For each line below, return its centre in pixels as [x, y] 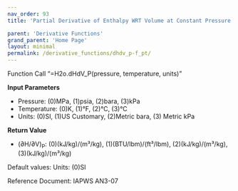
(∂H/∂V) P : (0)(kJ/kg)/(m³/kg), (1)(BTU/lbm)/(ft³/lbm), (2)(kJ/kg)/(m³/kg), [123, 145]
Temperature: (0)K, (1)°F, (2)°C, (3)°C [72, 109]
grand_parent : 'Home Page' [47, 40]
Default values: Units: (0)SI [47, 167]
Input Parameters [34, 87]
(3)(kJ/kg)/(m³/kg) [45, 153]
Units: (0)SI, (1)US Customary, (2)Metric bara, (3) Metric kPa [106, 116]
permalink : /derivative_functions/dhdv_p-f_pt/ [79, 53]
